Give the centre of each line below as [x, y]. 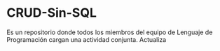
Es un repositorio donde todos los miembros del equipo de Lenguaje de [110, 32]
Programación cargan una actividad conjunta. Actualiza [87, 39]
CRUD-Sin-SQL [52, 13]
